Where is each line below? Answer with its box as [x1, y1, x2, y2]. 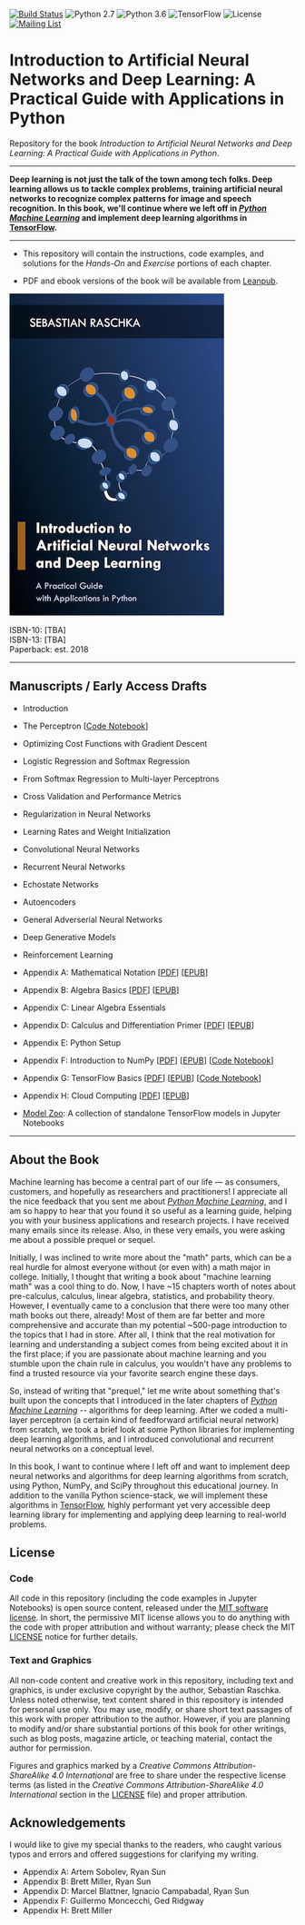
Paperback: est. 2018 [9, 643, 89, 654]
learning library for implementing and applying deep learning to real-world [9, 1509, 287, 1520]
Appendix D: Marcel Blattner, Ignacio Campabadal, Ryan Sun [22, 1886, 250, 1897]
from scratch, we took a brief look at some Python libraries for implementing [9, 1424, 295, 1434]
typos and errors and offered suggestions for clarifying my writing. [9, 1849, 259, 1860]
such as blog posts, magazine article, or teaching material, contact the [9, 1732, 273, 1743]
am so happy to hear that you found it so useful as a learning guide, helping [9, 1205, 292, 1216]
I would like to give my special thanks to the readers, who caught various [9, 1840, 282, 1851]
